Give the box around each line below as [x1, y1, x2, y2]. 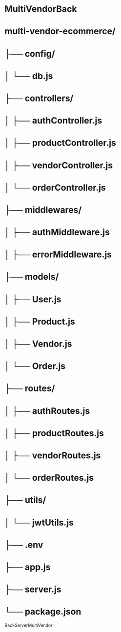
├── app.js [4, 561, 51, 572]
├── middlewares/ [4, 204, 82, 215]
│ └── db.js [4, 70, 53, 82]
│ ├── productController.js [4, 138, 117, 148]
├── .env [4, 539, 43, 550]
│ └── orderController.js [4, 182, 106, 193]
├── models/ [4, 271, 59, 283]
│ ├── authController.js [4, 115, 102, 126]
